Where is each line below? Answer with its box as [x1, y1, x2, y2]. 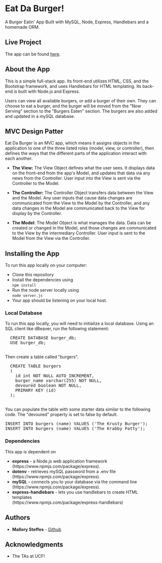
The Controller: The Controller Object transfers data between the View [12, 190, 154, 196]
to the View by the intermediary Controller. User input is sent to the [12, 230, 146, 236]
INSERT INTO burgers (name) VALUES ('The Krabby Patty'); [5, 426, 146, 431]
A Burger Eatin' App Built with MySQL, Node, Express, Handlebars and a [5, 19, 149, 25]
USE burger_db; [10, 340, 46, 346]
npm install [12, 283, 36, 288]
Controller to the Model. [12, 181, 59, 186]
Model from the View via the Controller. [12, 235, 90, 241]
